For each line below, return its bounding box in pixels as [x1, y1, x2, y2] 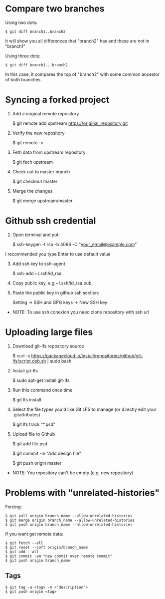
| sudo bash [47, 358, 72, 364]
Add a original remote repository [12, 110, 79, 116]
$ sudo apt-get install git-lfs [12, 377, 70, 383]
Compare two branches [5, 3, 105, 14]
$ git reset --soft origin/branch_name [5, 545, 88, 550]
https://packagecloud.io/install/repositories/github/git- [31, 352, 143, 358]
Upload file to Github [12, 431, 55, 437]
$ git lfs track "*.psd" [12, 421, 56, 427]
